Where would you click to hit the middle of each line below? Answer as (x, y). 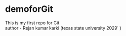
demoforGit (29, 9)
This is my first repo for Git (32, 23)
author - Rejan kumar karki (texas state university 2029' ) (63, 28)
